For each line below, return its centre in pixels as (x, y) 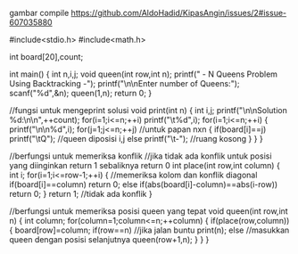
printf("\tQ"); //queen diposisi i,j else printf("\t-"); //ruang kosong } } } (136, 139)
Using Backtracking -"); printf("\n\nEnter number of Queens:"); (124, 83)
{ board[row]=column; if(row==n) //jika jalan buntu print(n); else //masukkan (149, 230)
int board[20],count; (46, 57)
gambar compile (39, 13)
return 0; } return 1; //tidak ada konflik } (81, 194)
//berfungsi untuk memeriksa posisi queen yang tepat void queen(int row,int (149, 211)
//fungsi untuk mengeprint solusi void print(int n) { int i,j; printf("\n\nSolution (148, 110)
